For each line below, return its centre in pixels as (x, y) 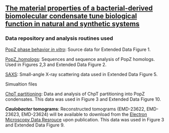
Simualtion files (21, 84)
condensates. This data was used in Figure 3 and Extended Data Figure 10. (83, 99)
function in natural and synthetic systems (73, 24)
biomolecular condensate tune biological (71, 16)
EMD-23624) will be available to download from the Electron (84, 114)
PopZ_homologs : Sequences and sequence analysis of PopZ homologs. (80, 59)
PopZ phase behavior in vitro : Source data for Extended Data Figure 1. (78, 49)
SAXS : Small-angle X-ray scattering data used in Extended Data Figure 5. (81, 74)
